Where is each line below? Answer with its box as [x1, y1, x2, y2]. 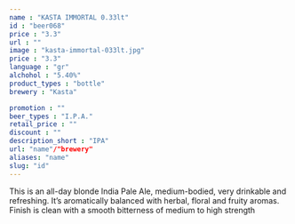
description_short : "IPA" [9, 137, 109, 146]
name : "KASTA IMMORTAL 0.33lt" [9, 12, 129, 22]
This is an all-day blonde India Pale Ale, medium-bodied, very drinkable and [9, 186, 287, 196]
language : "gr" [9, 63, 69, 72]
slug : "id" [9, 161, 50, 170]
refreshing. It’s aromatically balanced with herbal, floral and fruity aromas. [9, 195, 280, 205]
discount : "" [9, 128, 62, 138]
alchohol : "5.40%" [9, 71, 82, 80]
